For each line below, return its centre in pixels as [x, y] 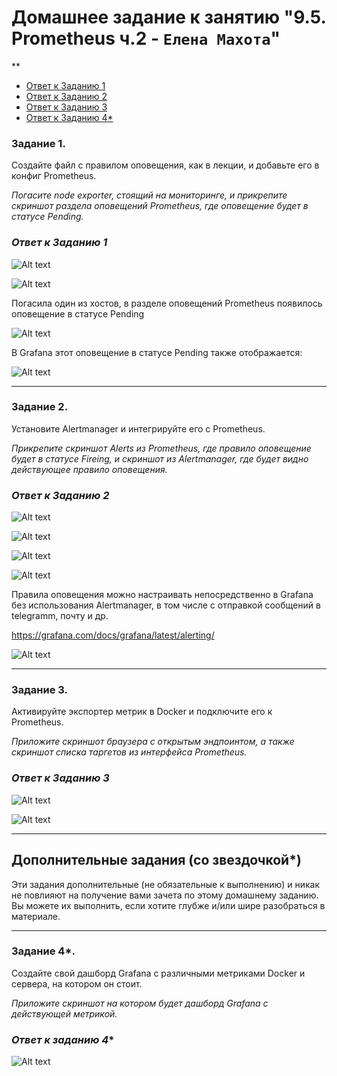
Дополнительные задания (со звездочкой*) [156, 860]
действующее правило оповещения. [89, 469]
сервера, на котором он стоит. [77, 983]
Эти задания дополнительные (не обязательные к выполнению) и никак [166, 884]
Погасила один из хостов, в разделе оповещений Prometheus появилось [167, 303]
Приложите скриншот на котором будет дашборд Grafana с [140, 1003]
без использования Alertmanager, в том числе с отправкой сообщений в [166, 605]
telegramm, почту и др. [60, 616]
